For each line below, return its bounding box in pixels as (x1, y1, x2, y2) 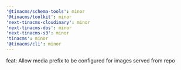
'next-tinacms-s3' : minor (6, 30, 69, 36)
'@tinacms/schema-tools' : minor (6, 8, 85, 15)
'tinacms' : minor (6, 36, 49, 41)
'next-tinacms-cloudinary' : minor (6, 19, 91, 25)
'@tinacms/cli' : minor (6, 41, 62, 47)
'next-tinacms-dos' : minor (6, 24, 72, 31)
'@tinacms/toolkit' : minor (6, 14, 72, 20)
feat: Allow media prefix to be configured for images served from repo (6, 57, 176, 64)
